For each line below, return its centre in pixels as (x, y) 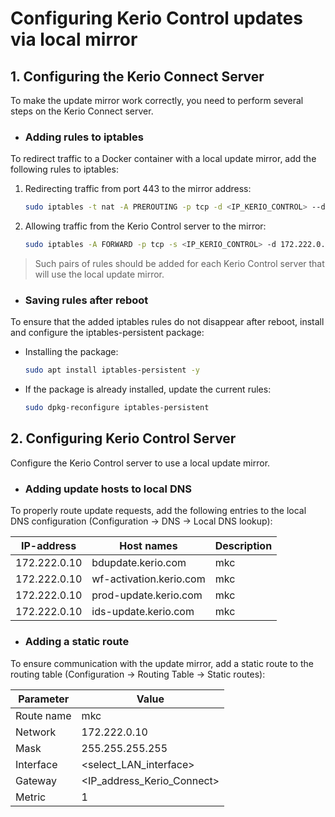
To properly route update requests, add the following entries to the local (158, 511)
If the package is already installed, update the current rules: (148, 389)
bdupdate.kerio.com (139, 563)
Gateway (36, 780)
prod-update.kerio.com (147, 595)
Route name (43, 715)
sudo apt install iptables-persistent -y (112, 370)
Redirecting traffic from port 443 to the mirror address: (138, 189)
